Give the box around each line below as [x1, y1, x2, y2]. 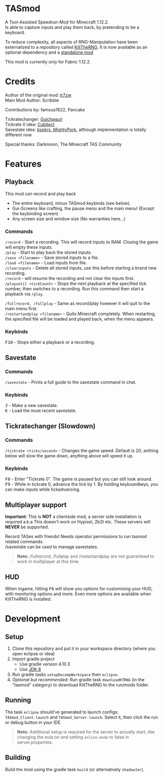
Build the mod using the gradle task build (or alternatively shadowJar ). [5, 766, 145, 772]
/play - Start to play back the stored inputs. [5, 250, 92, 256]
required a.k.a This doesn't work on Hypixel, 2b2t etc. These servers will [5, 519, 151, 525]
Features [5, 158, 42, 170]
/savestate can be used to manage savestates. [5, 544, 98, 550]
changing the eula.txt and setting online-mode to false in [17, 734, 129, 740]
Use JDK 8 [19, 667, 41, 672]
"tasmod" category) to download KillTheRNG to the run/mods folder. [12, 682, 149, 688]
